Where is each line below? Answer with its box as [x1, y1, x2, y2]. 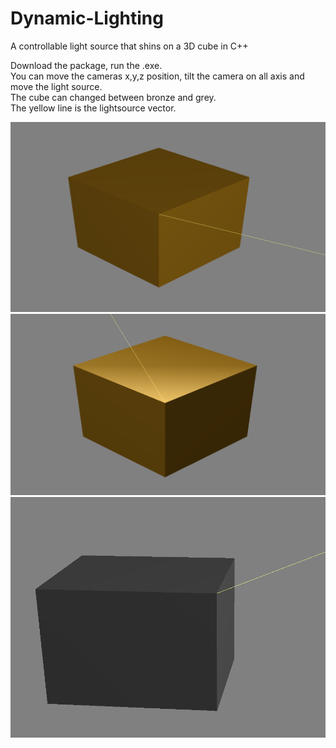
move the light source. [10, 80, 103, 92]
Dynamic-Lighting [10, 7, 164, 30]
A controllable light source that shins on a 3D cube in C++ [10, 40, 249, 52]
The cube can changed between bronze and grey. [10, 91, 217, 103]
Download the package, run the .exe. [10, 59, 163, 71]
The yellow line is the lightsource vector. [10, 102, 177, 114]
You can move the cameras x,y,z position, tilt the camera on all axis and [10, 70, 305, 82]
